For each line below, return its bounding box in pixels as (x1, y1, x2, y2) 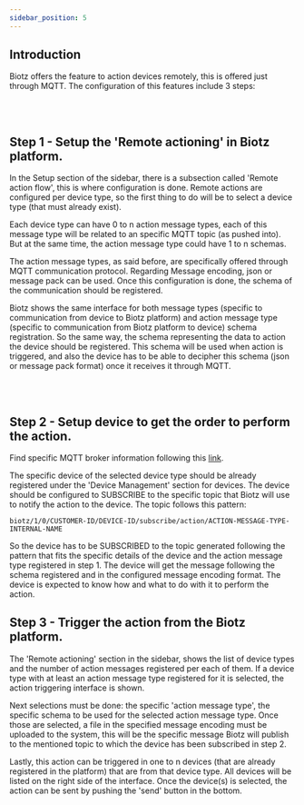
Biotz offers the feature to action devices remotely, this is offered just (9, 71, 268, 82)
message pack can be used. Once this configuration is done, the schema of (9, 275, 293, 286)
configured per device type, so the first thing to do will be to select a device (9, 192, 293, 203)
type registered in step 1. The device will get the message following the (9, 560, 275, 571)
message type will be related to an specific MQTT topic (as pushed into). (9, 229, 281, 240)
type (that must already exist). (9, 202, 123, 213)
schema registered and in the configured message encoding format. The (9, 570, 281, 581)
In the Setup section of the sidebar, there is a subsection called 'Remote (9, 173, 279, 184)
